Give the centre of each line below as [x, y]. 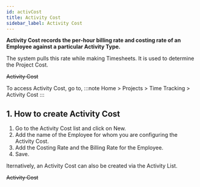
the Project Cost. [27, 65]
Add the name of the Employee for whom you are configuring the [96, 135]
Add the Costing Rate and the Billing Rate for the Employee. [89, 148]
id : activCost [24, 12]
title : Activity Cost [34, 18]
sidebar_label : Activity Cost [45, 23]
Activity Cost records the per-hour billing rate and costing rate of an [94, 41]
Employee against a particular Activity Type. [64, 47]
